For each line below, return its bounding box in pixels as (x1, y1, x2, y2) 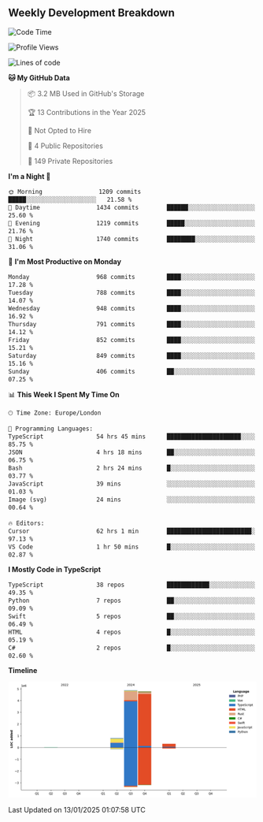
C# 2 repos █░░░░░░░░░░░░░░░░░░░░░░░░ (8, 644, 256, 652)
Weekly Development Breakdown (8, 6, 176, 20)
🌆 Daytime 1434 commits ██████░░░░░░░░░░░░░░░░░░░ (8, 203, 256, 211)
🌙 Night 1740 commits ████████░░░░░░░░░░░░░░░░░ (8, 235, 256, 243)
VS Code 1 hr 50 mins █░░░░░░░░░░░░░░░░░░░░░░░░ (8, 543, 256, 551)
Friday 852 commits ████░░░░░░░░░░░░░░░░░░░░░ (8, 336, 256, 344)
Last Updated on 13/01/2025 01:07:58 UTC (8, 805, 146, 815)
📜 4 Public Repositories (27, 141, 104, 151)
